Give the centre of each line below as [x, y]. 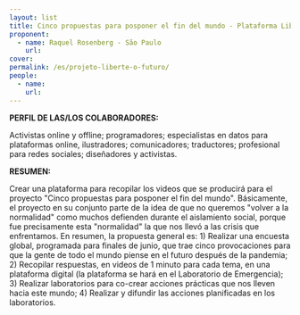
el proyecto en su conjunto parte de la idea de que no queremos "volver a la [149, 207]
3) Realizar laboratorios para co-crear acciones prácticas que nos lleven [142, 283]
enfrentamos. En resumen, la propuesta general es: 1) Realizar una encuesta [150, 236]
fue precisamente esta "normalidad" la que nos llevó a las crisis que [134, 226]
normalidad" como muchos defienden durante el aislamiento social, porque [148, 217]
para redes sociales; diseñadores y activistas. [93, 153]
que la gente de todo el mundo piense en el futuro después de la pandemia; [149, 254]
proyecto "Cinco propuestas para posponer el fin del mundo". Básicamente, [149, 198]
